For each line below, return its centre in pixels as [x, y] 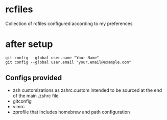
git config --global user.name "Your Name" [52, 58]
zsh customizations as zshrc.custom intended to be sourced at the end [87, 90]
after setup [29, 44]
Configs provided [34, 78]
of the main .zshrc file [35, 95]
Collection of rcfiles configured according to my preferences [69, 23]
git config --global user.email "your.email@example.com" [68, 62]
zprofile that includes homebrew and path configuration [71, 112]
